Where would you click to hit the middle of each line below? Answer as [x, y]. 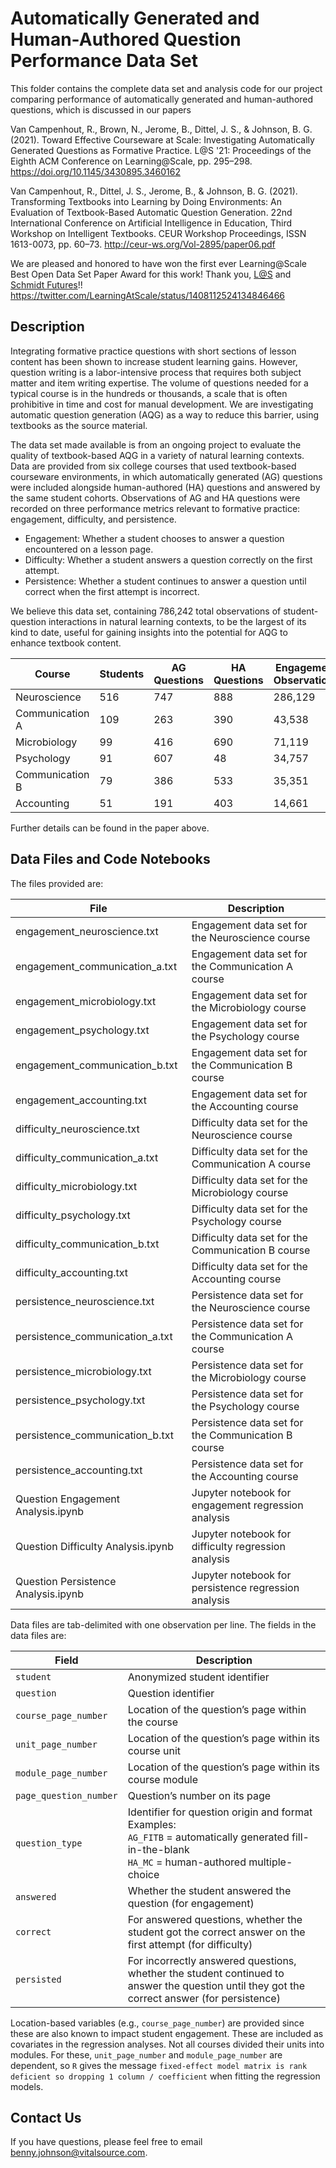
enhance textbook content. [66, 643]
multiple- [270, 1862]
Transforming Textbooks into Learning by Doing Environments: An [146, 201]
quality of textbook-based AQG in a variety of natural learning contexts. [157, 455]
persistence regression [245, 1587]
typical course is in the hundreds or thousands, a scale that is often [149, 393]
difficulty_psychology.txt [73, 1215]
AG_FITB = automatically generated [208, 1837]
